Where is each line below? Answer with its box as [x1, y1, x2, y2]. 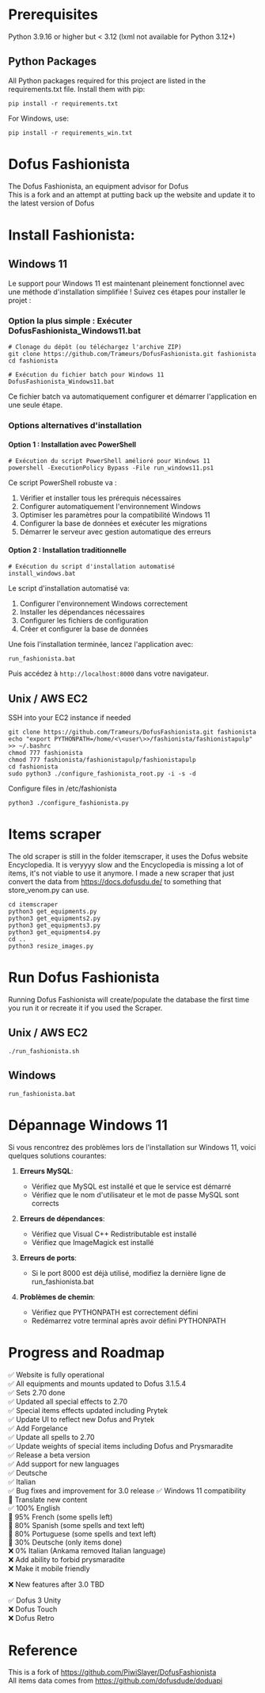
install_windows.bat [8, 569, 77, 578]
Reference [8, 1641, 78, 1659]
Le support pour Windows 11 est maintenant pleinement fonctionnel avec [8, 278, 245, 288]
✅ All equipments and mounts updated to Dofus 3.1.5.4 [8, 1378, 187, 1388]
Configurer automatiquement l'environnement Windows [19, 502, 202, 511]
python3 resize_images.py [8, 942, 93, 951]
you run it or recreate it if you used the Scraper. [8, 1003, 163, 1013]
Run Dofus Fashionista [8, 969, 160, 986]
